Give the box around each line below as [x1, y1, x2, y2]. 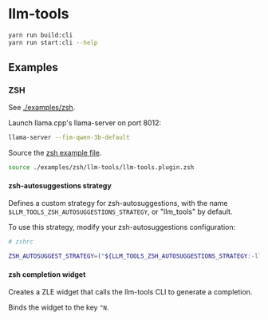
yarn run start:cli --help [8, 38, 98, 46]
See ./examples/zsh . [8, 103, 76, 113]
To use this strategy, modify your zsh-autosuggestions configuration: [8, 223, 236, 232]
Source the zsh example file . [8, 148, 102, 158]
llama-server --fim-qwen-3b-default [8, 133, 130, 142]
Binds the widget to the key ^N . [8, 302, 109, 312]
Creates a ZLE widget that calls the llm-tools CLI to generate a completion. [8, 287, 253, 297]
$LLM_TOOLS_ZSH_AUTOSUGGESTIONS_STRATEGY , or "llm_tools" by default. [8, 207, 233, 216]
